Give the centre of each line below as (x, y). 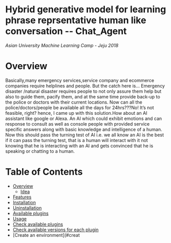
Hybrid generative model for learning (86, 9)
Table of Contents (44, 172)
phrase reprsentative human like (76, 20)
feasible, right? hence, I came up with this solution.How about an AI (76, 113)
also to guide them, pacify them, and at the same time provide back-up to (83, 96)
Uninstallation (27, 208)
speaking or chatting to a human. (40, 151)
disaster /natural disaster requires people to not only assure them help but (83, 91)
